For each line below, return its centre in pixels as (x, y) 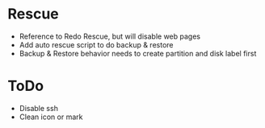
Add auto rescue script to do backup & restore (96, 44)
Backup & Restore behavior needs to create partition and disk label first (138, 53)
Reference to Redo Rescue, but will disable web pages (110, 36)
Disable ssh (38, 108)
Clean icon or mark (51, 117)
